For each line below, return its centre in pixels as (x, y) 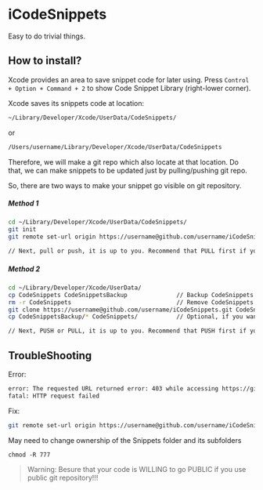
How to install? (45, 61)
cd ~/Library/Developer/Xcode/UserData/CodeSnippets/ (98, 222)
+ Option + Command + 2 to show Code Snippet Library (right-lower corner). (130, 88)
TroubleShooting (50, 356)
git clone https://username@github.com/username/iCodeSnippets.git (121, 310)
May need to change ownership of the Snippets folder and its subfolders (125, 440)
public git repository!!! (63, 477)
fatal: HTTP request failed (54, 396)
